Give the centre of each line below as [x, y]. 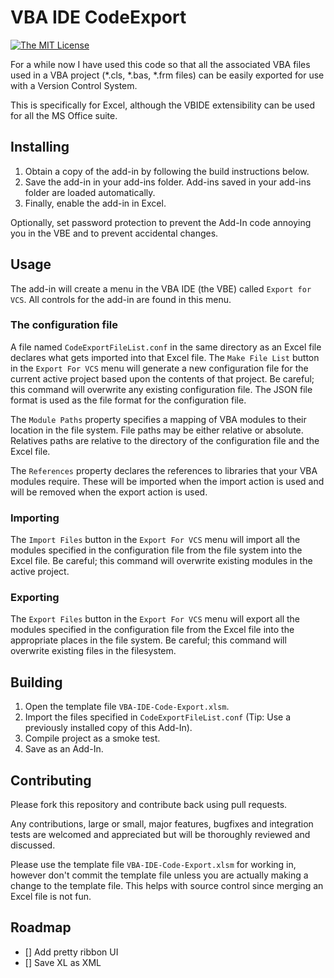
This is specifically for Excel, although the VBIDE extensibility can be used [163, 105]
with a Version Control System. [74, 85]
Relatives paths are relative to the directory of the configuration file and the [165, 440]
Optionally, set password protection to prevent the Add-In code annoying [161, 222]
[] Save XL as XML [63, 962]
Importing [35, 518]
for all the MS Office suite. [64, 115]
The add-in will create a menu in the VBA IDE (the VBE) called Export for [161, 288]
